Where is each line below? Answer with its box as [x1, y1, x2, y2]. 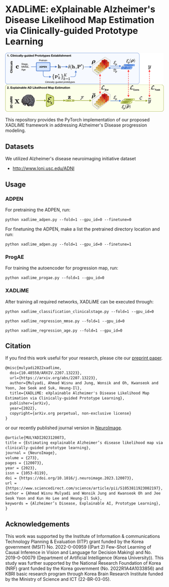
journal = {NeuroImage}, [5, 450, 57, 456]
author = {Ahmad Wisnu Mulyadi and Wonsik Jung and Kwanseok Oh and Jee [5, 491, 161, 496]
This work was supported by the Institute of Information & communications [5, 533, 160, 539]
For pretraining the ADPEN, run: [5, 206, 71, 213]
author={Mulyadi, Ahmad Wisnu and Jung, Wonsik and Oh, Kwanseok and [10, 381, 158, 386]
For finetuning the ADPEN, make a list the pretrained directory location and [5, 226, 160, 232]
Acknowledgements [5, 520, 70, 528]
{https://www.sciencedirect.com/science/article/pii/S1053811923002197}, [5, 486, 163, 491]
